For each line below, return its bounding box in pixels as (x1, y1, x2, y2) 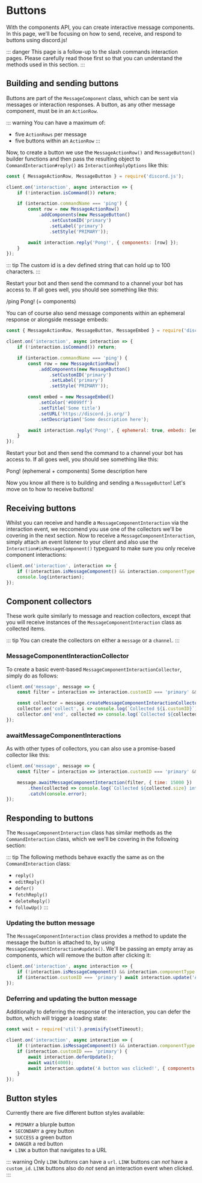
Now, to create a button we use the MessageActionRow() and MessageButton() (6, 148, 195, 156)
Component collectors (6, 596, 92, 606)
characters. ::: (6, 268, 41, 275)
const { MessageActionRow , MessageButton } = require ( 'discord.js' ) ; (6, 173, 185, 179)
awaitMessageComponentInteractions (6, 731, 121, 740)
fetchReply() (14, 892, 48, 898)
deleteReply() (14, 898, 50, 905)
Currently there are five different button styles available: (6, 1109, 145, 1116)
